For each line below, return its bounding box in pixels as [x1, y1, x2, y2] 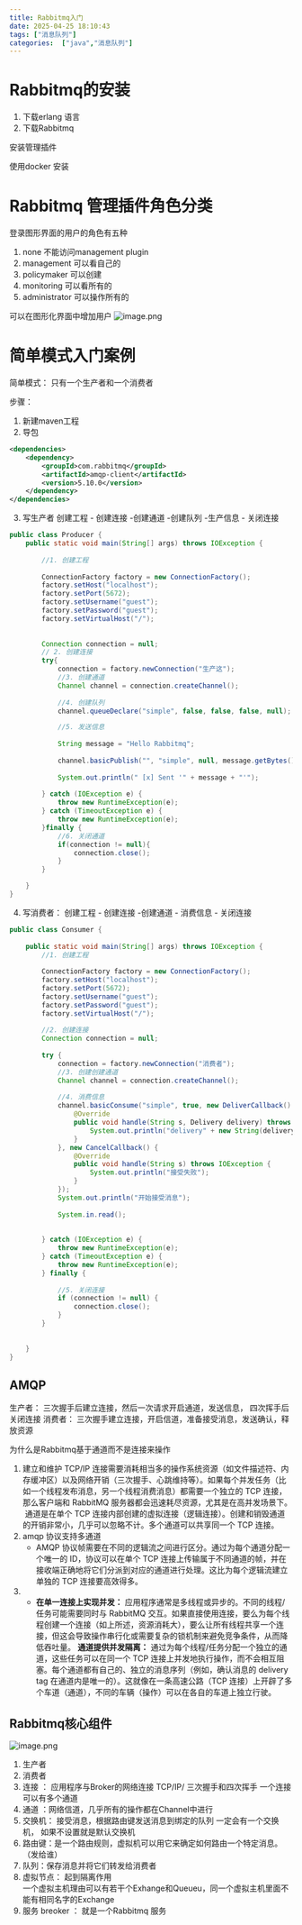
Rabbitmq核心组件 [9, 1716, 112, 1731]
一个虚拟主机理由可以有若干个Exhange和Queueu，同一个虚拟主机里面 [22, 1883, 281, 1893]
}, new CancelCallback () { [57, 1143, 159, 1152]
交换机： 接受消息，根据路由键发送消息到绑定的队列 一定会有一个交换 [22, 1815, 280, 1826]
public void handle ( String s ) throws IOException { [73, 1160, 271, 1169]
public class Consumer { [9, 925, 102, 934]
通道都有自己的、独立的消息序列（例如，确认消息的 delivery [67, 1665, 289, 1675]
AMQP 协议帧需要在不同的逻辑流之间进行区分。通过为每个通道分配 [35, 1542, 283, 1553]
